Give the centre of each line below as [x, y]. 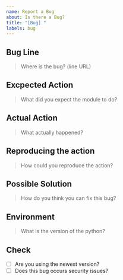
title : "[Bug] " [26, 23]
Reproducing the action [51, 151]
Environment [31, 217]
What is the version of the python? [63, 231]
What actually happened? [52, 132]
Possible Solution [39, 184]
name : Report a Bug [30, 12]
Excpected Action [40, 85]
